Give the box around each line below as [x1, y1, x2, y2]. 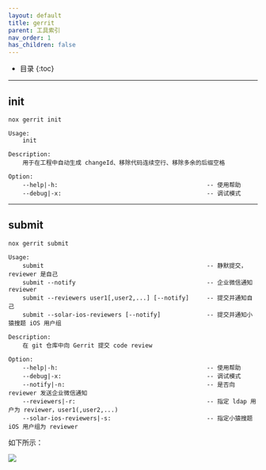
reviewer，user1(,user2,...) [23, 406, 119, 414]
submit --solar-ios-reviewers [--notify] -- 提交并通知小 [22, 311, 253, 319]
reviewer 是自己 [8, 270, 59, 278]
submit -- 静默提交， [22, 262, 247, 269]
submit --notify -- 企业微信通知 [22, 278, 253, 286]
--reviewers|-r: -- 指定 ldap [22, 397, 247, 405]
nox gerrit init [8, 116, 62, 124]
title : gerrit [8, 19, 55, 27]
